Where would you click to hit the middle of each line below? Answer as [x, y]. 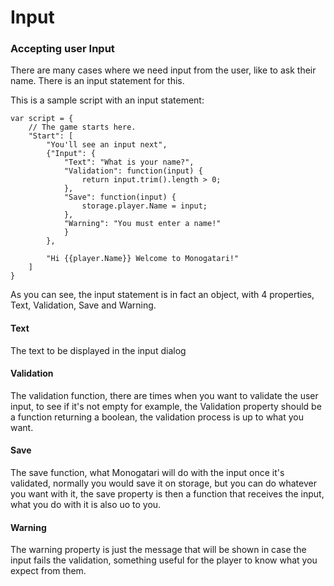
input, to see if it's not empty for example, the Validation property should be [166, 406]
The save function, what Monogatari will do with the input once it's [147, 473]
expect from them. [48, 571]
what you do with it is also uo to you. [86, 505]
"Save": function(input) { [120, 197]
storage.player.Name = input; [144, 206]
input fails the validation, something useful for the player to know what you [164, 560]
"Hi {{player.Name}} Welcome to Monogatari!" [143, 259]
